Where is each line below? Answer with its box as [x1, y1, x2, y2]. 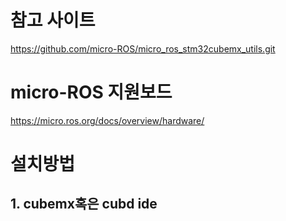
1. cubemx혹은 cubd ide [10, 196, 158, 213]
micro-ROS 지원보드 [10, 81, 173, 104]
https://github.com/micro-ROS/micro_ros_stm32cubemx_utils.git [10, 42, 276, 55]
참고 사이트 [10, 9, 96, 32]
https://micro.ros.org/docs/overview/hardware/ [10, 114, 205, 126]
